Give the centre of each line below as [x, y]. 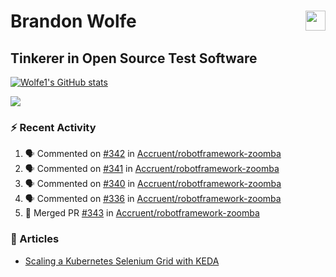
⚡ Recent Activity [53, 127]
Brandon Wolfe [73, 21]
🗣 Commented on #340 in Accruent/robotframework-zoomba [153, 184]
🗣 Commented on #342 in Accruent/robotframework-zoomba [153, 154]
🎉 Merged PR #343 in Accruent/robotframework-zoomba [142, 213]
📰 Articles [35, 239]
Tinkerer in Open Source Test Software [134, 58]
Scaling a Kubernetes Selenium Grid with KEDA [122, 261]
